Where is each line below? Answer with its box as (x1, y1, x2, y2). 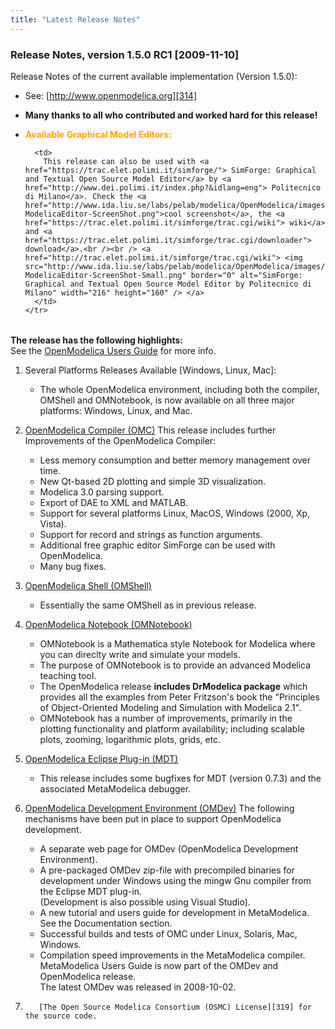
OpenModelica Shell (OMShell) (24, 579, 152, 591)
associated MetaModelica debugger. (39, 782, 192, 795)
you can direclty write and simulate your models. (39, 648, 241, 660)
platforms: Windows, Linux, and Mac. (39, 404, 193, 416)
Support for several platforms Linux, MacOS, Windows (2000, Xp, (39, 507, 311, 519)
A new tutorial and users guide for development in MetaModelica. (39, 906, 310, 918)
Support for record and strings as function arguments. (39, 528, 263, 540)
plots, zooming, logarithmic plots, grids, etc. (39, 733, 222, 745)
